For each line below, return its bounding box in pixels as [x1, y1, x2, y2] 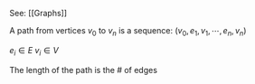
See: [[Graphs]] [9, 8, 68, 18]
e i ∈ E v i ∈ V [9, 44, 59, 58]
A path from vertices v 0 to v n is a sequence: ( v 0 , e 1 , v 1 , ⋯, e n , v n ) [9, 25, 247, 38]
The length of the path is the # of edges [9, 64, 158, 75]
